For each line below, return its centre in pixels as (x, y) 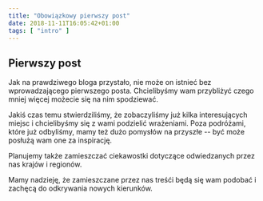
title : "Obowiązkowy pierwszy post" (69, 16)
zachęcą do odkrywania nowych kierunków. (81, 188)
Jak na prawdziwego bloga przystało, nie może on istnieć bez (110, 82)
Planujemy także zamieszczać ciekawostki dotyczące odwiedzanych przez (132, 156)
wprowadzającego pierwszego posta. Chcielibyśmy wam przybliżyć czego (131, 91)
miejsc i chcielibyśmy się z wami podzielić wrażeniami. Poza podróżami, (127, 123)
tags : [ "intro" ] (39, 30)
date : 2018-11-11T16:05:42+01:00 (64, 23)
